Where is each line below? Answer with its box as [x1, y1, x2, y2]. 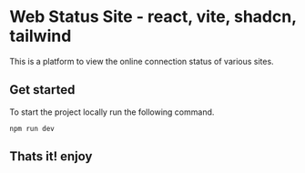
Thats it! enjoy [9, 148, 93, 165]
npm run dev [9, 124, 55, 133]
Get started [9, 82, 76, 97]
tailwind [9, 25, 72, 46]
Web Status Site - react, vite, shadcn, [9, 6, 297, 27]
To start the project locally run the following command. [9, 107, 215, 117]
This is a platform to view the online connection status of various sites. [9, 56, 275, 66]
